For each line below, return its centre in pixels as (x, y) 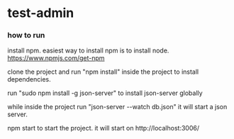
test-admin (41, 13)
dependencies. (29, 79)
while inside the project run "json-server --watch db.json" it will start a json (117, 107)
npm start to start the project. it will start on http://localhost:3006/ (104, 128)
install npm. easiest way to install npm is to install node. (88, 50)
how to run (26, 35)
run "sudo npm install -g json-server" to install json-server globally (105, 93)
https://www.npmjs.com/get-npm (56, 58)
